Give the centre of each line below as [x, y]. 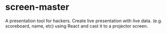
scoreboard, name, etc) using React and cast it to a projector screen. [77, 26]
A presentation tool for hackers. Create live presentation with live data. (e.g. [84, 21]
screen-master [37, 7]
